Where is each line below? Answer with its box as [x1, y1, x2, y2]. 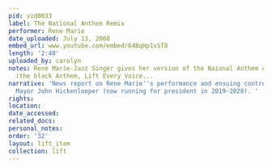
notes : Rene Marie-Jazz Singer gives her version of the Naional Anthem [8, 65, 259, 73]
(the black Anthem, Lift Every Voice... [15, 72, 154, 80]
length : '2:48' [8, 49, 60, 57]
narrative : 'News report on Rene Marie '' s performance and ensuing [8, 79, 241, 87]
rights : [8, 94, 35, 103]
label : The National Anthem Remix [8, 19, 125, 27]
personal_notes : [8, 124, 63, 132]
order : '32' [8, 132, 49, 140]
